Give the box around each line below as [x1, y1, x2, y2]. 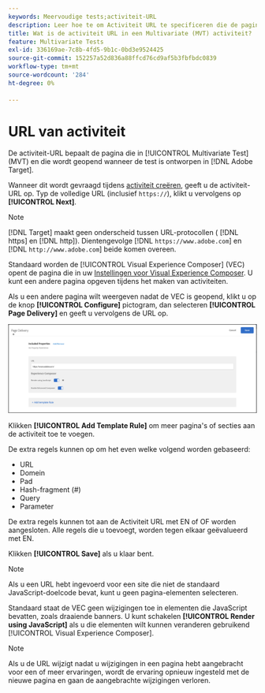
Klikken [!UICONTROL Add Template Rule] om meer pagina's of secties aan [8, 421, 256, 430]
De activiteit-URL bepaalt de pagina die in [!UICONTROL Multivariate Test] [8, 148, 249, 158]
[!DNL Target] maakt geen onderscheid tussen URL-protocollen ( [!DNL [8, 228, 239, 237]
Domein [19, 468, 46, 478]
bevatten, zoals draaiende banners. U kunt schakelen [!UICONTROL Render [8, 612, 255, 621]
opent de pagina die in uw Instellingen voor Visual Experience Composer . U [8, 268, 253, 278]
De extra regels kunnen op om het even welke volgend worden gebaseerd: [8, 445, 251, 454]
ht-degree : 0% [8, 79, 55, 87]
